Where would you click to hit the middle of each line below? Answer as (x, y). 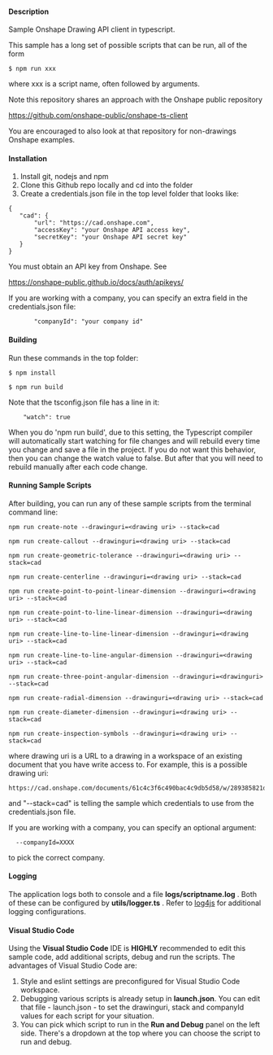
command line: (33, 512)
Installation (28, 158)
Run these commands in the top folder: (74, 357)
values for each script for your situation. (87, 1016)
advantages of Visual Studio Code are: (73, 965)
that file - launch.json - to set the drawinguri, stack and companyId (132, 1007)
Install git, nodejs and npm (64, 177)
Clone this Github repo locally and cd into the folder (106, 185)
